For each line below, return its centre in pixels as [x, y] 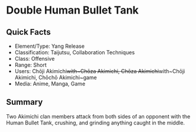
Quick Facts [29, 32]
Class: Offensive [35, 59]
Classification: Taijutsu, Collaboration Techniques [75, 52]
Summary [24, 102]
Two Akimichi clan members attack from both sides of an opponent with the [98, 116]
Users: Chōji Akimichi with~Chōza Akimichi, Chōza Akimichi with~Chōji [100, 71]
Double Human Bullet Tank [72, 10]
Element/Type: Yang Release [50, 46]
